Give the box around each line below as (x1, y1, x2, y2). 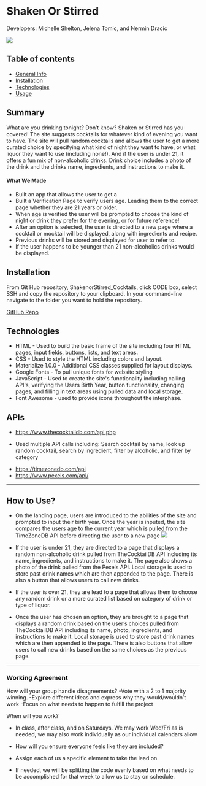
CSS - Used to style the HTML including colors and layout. (15, 355, 163, 363)
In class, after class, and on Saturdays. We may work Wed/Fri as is (15, 724, 183, 731)
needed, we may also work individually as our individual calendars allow (15, 731, 197, 738)
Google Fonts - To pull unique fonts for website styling (15, 368, 153, 376)
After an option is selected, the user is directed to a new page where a (15, 223, 193, 231)
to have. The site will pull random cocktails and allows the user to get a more (6, 137, 200, 144)
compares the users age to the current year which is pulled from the (15, 525, 188, 532)
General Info (15, 70, 47, 77)
